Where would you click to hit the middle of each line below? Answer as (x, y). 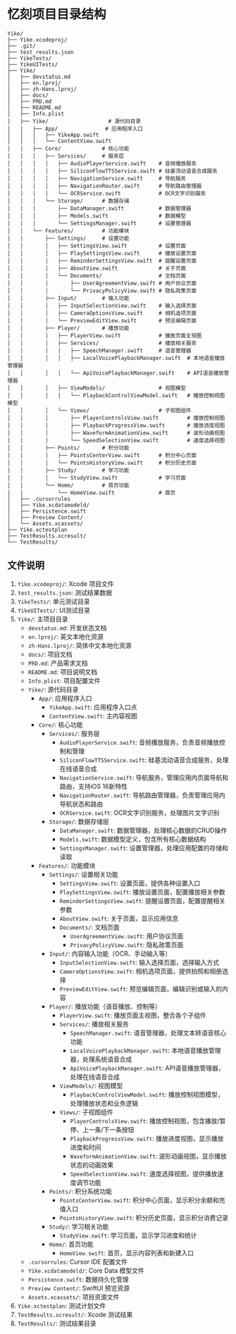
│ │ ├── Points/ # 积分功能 (68, 448)
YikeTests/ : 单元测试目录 (54, 601)
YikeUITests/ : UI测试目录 (54, 610)
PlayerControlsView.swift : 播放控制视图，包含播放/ (145, 1121)
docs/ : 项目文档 (50, 654)
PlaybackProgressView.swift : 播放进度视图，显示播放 (147, 1138)
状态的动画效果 (92, 1165)
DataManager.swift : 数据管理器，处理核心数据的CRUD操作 (143, 830)
